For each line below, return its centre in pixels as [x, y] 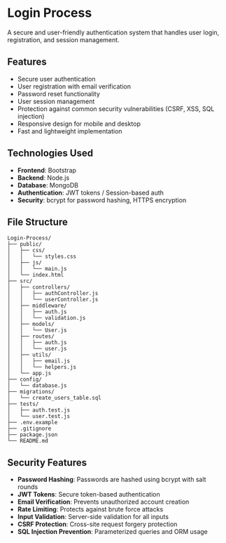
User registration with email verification [74, 86]
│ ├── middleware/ [37, 306]
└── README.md [28, 441]
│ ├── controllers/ [39, 287]
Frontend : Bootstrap [47, 170]
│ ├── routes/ [31, 336]
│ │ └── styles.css [42, 257]
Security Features [47, 463]
